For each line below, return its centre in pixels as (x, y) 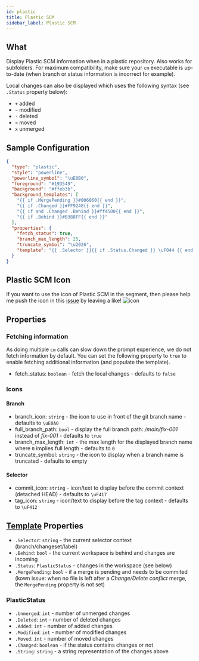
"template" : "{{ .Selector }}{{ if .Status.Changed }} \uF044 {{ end (105, 250)
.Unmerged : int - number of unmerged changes (72, 613)
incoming (26, 559)
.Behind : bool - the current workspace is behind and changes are (95, 553)
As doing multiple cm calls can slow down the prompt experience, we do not (99, 349)
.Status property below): (37, 92)
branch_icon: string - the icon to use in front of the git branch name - (100, 417)
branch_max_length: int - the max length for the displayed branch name (103, 442)
